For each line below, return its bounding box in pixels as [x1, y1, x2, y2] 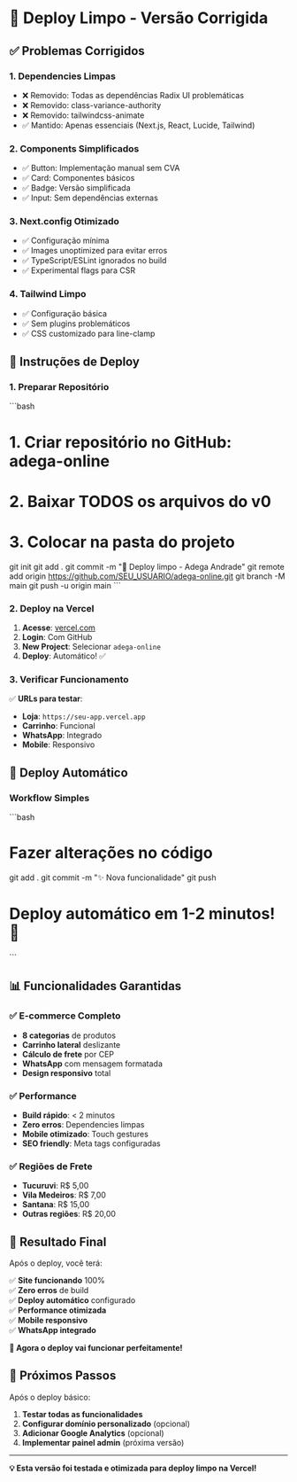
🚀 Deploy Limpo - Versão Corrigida [9, 8, 269, 28]
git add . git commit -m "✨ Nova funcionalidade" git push [9, 872, 217, 883]
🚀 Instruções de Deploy [9, 355, 140, 370]
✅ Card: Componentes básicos [21, 173, 135, 183]
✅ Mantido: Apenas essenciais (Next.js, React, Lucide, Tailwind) [21, 120, 255, 130]
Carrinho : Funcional [21, 721, 95, 731]
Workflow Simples [9, 792, 90, 804]
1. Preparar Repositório [9, 381, 110, 394]
